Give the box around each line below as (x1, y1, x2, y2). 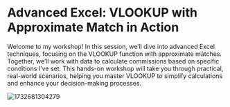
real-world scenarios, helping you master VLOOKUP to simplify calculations (7, 71, 223, 80)
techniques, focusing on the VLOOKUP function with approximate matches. (7, 50, 222, 58)
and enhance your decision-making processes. (7, 79, 142, 87)
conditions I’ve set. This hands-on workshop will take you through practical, (7, 64, 224, 72)
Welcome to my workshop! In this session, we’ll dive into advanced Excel (7, 42, 215, 50)
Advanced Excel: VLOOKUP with (7, 5, 197, 21)
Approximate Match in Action (7, 19, 179, 35)
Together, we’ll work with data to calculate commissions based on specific (7, 57, 220, 65)
